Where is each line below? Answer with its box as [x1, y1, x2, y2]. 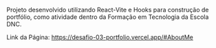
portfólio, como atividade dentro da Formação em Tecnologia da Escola [6, 13, 209, 21]
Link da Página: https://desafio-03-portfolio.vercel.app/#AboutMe [6, 33, 193, 41]
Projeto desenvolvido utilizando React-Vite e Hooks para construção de [6, 6, 209, 14]
